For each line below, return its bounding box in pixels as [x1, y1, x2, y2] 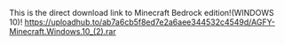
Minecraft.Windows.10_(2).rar [9, 26, 117, 36]
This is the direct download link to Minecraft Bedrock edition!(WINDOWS [9, 8, 274, 18]
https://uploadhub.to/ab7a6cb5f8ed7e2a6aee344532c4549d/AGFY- [24, 17, 276, 27]
